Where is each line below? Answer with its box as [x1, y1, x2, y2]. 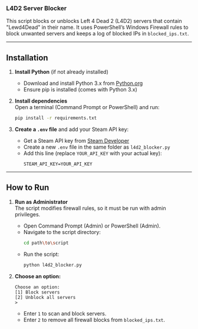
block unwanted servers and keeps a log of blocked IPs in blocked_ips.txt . [6, 30, 189, 37]
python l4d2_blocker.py [23, 262, 82, 268]
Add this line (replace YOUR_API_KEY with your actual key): [23, 149, 162, 157]
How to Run [6, 183, 49, 193]
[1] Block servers [14, 289, 60, 295]
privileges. [14, 210, 41, 218]
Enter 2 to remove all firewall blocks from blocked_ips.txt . [23, 316, 166, 323]
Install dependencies [14, 97, 68, 104]
